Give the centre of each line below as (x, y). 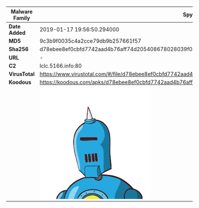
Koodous (20, 82)
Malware (22, 11)
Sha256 (19, 49)
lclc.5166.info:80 (60, 65)
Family (22, 18)
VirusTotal (22, 74)
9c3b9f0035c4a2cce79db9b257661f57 (90, 41)
